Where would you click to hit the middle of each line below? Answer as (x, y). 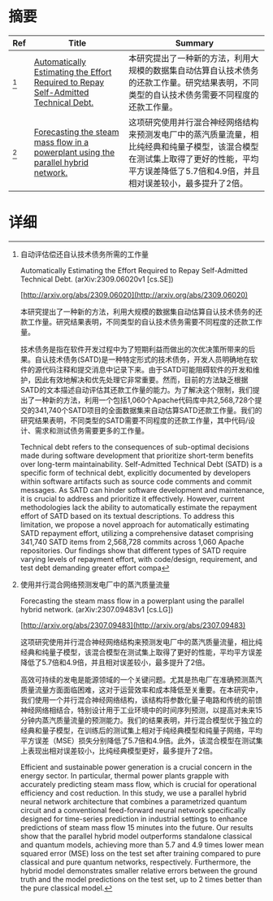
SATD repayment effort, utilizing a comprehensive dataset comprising (137, 533)
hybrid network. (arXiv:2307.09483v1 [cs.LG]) (97, 609)
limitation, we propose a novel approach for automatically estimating (134, 524)
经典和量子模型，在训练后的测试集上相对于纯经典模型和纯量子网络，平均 (141, 730)
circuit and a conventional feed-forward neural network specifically (133, 810)
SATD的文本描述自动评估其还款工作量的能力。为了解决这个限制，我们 (136, 390)
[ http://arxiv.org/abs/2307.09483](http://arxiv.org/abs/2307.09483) (133, 625)
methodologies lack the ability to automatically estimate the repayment (139, 507)
